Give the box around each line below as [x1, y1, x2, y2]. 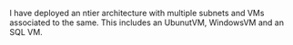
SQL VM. [9, 27, 43, 37]
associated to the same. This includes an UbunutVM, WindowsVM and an [9, 17, 285, 28]
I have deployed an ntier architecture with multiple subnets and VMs [9, 8, 265, 18]
